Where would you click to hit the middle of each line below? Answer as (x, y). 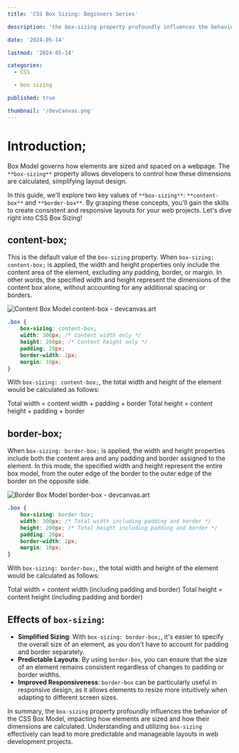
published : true (31, 98)
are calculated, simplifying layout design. (67, 181)
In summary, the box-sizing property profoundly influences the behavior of (117, 711)
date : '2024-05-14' (36, 40)
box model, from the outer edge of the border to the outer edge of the (110, 474)
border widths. (39, 674)
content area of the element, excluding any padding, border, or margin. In (115, 273)
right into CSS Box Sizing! (45, 218)
